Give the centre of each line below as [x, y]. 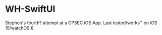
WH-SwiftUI [30, 9]
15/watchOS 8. [20, 28]
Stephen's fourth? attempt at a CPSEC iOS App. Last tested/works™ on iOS [81, 23]
